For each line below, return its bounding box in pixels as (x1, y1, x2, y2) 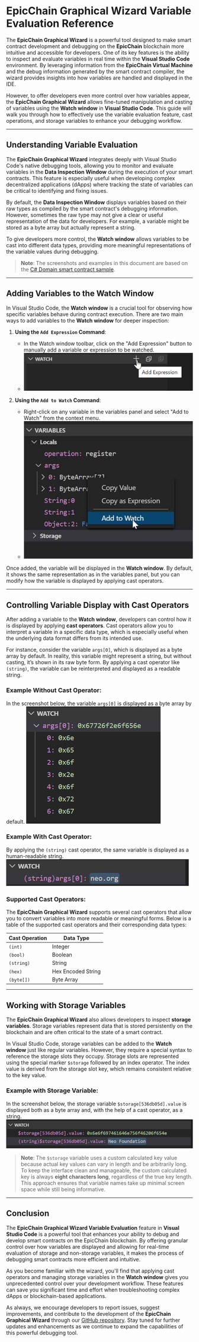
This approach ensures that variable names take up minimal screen (20, 1180, 185, 1187)
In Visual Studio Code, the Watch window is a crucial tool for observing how (6, 304, 192, 311)
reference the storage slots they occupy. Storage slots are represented (6, 1053, 179, 1060)
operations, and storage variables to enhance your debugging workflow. (6, 117, 182, 124)
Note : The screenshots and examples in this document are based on (20, 259, 188, 266)
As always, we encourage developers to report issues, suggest (6, 1303, 160, 1311)
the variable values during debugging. (6, 248, 99, 255)
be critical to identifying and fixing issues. (6, 187, 108, 194)
